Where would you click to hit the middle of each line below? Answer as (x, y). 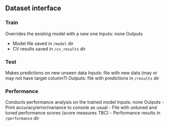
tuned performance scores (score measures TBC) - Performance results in (83, 113)
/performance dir (22, 118)
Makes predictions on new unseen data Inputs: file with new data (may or (81, 73)
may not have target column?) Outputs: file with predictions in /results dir (82, 78)
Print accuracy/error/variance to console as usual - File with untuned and (81, 107)
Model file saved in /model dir (43, 43)
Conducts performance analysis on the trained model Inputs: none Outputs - (84, 102)
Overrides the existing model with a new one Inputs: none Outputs (74, 34)
